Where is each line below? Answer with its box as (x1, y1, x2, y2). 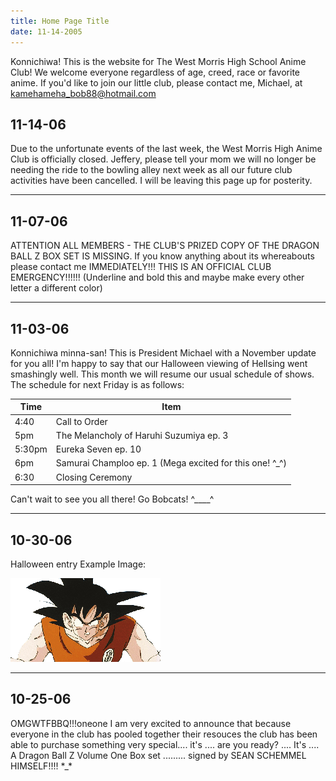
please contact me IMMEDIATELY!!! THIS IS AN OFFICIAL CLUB (10, 261, 272, 273)
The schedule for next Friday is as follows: (10, 378, 185, 390)
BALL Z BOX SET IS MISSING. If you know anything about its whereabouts (10, 250, 315, 262)
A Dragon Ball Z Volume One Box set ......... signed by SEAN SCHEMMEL (10, 749, 307, 761)
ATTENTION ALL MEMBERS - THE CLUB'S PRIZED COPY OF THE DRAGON (10, 240, 320, 252)
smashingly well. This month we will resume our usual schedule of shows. (10, 368, 315, 380)
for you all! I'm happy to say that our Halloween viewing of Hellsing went (10, 357, 308, 369)
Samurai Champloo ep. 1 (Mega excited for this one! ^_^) (55, 457, 288, 469)
